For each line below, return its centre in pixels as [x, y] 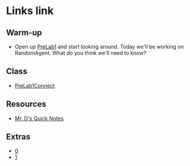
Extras [18, 137]
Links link [30, 11]
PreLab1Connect [35, 85]
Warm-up [24, 33]
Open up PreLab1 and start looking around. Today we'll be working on [99, 47]
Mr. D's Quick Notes [39, 118]
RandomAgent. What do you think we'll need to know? [80, 53]
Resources [26, 104]
